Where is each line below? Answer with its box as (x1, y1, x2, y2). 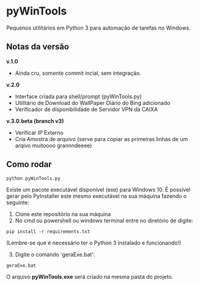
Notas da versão (6, 42, 69, 52)
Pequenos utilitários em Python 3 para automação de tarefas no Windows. (6, 24, 191, 31)
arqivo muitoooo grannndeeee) (14, 142, 92, 149)
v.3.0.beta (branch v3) (6, 117, 65, 124)
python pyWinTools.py (6, 175, 61, 182)
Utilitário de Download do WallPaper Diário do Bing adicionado (14, 99, 171, 106)
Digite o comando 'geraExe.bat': (14, 250, 95, 258)
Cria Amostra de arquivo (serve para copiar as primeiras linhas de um (14, 135, 188, 142)
